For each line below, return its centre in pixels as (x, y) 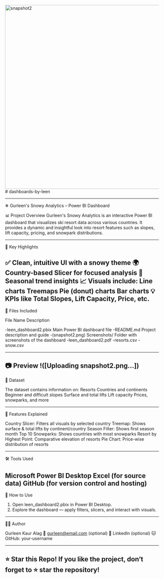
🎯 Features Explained (26, 414)
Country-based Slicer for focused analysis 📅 (74, 273)
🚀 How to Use (19, 495)
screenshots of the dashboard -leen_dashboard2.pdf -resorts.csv (71, 340)
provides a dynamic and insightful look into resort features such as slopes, (80, 228)
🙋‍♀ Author (15, 524)
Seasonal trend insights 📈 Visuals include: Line (79, 281)
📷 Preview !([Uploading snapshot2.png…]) (72, 366)
